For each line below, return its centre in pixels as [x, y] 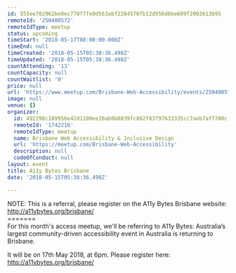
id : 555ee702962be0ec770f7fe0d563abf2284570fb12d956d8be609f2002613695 [114, 14]
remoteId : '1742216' [44, 125]
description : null [41, 151]
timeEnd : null [28, 46]
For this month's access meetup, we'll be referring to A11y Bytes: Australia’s [117, 226]
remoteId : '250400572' [40, 20]
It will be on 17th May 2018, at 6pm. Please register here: [89, 255]
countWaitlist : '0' [36, 79]
